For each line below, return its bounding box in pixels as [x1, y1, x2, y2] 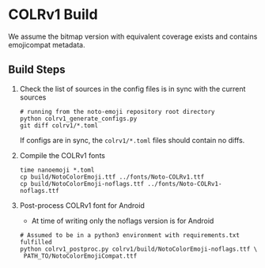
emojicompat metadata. [8, 40, 85, 49]
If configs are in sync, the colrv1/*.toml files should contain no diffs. [19, 135, 245, 145]
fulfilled [19, 238, 53, 246]
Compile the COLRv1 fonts [19, 150, 105, 160]
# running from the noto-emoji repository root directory [19, 108, 215, 115]
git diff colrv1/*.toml [19, 121, 99, 130]
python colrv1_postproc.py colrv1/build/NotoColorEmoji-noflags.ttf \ [19, 245, 258, 253]
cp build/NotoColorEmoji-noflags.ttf [19, 179, 145, 187]
